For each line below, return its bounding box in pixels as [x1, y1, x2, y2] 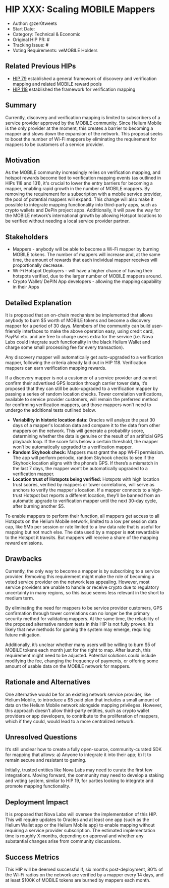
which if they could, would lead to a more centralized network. [5, 718, 135, 724]
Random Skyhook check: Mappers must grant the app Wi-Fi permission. [12, 449, 164, 455]
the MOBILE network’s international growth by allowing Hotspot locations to [5, 212, 162, 219]
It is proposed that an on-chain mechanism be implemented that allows [5, 312, 153, 318]
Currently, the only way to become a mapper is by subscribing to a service [5, 568, 160, 574]
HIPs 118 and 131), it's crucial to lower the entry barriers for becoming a [5, 180, 153, 186]
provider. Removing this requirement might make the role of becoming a [5, 573, 155, 579]
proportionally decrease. [12, 262, 64, 268]
